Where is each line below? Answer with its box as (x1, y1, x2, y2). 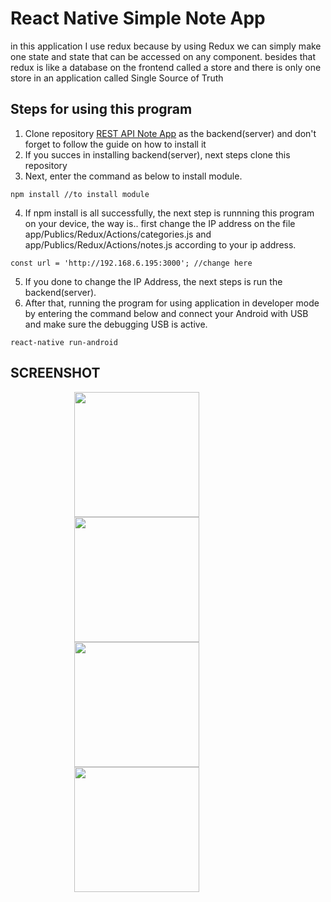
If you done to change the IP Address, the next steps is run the (24, 275, 283, 287)
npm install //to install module (10, 189, 150, 199)
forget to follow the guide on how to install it (24, 138, 207, 150)
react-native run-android (10, 337, 118, 347)
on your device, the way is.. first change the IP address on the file (24, 217, 296, 229)
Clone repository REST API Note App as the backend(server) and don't (24, 127, 317, 139)
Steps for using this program (10, 101, 193, 118)
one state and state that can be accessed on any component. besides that (10, 50, 316, 62)
